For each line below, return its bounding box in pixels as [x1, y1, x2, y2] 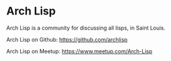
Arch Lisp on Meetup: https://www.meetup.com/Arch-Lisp [6, 47, 153, 55]
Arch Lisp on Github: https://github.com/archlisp [6, 36, 128, 43]
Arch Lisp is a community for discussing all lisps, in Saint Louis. [6, 24, 166, 31]
